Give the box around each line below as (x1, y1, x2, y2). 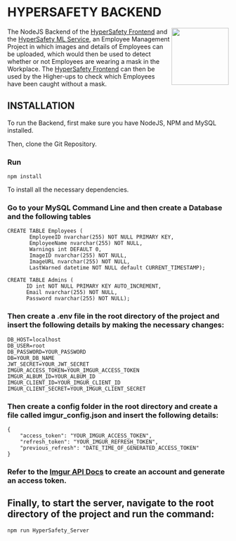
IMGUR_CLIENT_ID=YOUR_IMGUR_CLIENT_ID (7, 379, 121, 386)
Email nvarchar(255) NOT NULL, (25, 289, 118, 296)
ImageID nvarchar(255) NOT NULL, (29, 252, 128, 260)
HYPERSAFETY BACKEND (7, 4, 162, 20)
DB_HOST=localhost (7, 336, 61, 343)
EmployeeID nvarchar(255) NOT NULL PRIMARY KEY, (29, 234, 174, 241)
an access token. (7, 475, 67, 485)
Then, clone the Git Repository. (7, 140, 97, 148)
